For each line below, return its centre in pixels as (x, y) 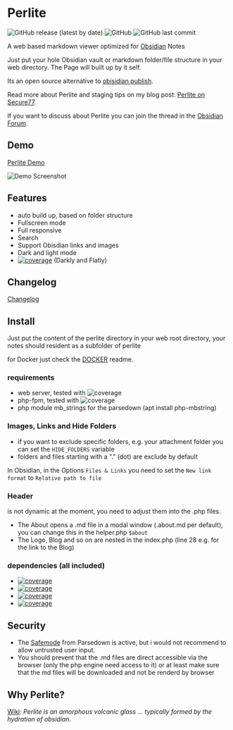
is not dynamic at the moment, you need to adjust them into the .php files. (114, 512)
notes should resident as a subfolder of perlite (74, 346)
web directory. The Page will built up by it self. (74, 67)
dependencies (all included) (56, 565)
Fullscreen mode (42, 223)
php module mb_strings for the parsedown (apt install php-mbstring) (117, 408)
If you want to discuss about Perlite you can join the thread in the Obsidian (115, 116)
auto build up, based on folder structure (75, 215)
